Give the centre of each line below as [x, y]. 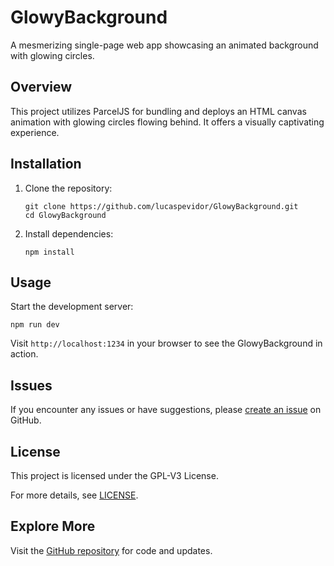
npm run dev [35, 325]
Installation [46, 164]
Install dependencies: [69, 233]
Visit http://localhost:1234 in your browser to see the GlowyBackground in [166, 343]
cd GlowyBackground [65, 215]
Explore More [53, 526]
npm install [49, 252]
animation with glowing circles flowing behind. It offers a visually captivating [167, 122]
